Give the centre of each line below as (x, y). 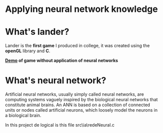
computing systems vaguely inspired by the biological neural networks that (81, 100)
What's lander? (37, 32)
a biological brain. (23, 116)
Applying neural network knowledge (81, 9)
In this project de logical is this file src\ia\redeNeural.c (60, 125)
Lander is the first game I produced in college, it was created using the (77, 46)
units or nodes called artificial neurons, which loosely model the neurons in (81, 110)
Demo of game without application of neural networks (62, 61)
